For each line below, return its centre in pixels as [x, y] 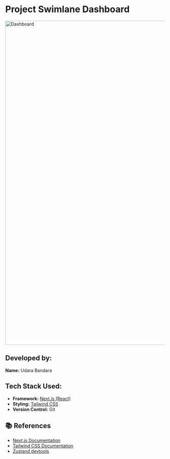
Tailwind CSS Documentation [43, 446]
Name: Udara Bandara [29, 370]
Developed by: [29, 358]
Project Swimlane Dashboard [68, 9]
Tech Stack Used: [34, 386]
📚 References [28, 426]
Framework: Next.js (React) [41, 398]
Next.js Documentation [36, 441]
